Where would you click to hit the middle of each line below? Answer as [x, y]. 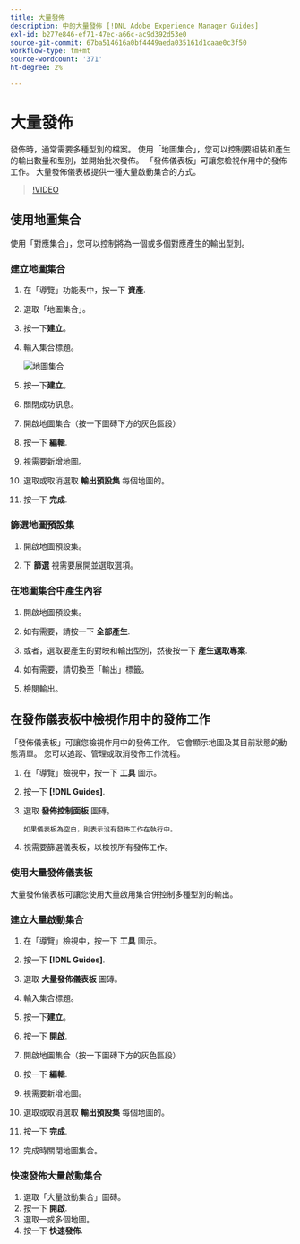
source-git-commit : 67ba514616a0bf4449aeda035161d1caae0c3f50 [129, 43]
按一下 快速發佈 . [53, 1231]
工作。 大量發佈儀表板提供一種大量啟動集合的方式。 [105, 171]
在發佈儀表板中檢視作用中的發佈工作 [110, 719]
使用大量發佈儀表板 [51, 873]
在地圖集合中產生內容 [56, 591]
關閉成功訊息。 [51, 404]
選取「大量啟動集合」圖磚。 [74, 1197]
